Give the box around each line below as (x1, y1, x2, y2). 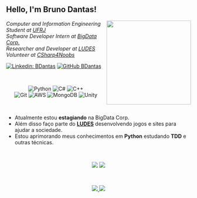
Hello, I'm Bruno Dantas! (6, 5, 97, 15)
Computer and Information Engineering (6, 20, 101, 27)
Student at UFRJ (6, 26, 46, 33)
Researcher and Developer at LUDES (6, 45, 96, 52)
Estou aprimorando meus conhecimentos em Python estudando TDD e (14, 133, 186, 140)
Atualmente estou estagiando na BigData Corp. (14, 114, 130, 121)
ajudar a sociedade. (14, 126, 63, 133)
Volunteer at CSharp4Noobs (6, 51, 75, 58)
